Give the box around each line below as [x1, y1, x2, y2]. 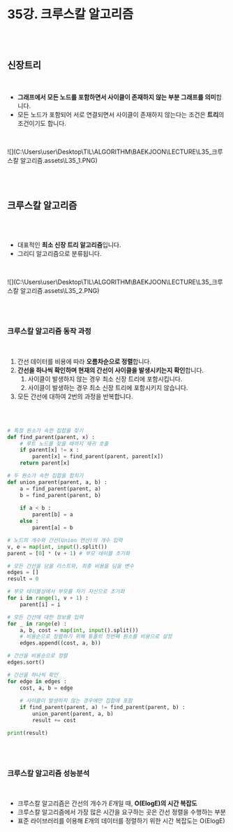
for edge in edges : [7, 677, 68, 685]
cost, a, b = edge [20, 684, 73, 691]
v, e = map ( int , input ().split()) [7, 543, 108, 550]
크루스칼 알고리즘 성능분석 [7, 768, 90, 778]
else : [20, 518, 39, 525]
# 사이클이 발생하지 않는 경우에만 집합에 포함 [20, 697, 133, 705]
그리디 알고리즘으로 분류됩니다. [17, 249, 103, 257]
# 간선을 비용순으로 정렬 [7, 652, 68, 659]
